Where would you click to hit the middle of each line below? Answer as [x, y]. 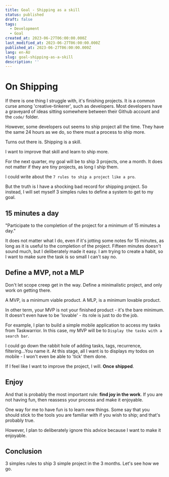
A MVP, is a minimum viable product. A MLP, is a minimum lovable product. [83, 300]
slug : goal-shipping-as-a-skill [39, 57]
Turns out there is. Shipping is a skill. [43, 142]
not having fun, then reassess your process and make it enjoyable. [74, 400]
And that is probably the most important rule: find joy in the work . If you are [84, 394]
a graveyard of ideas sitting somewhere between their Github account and [82, 111]
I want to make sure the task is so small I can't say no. [61, 257]
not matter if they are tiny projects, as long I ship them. [62, 167]
